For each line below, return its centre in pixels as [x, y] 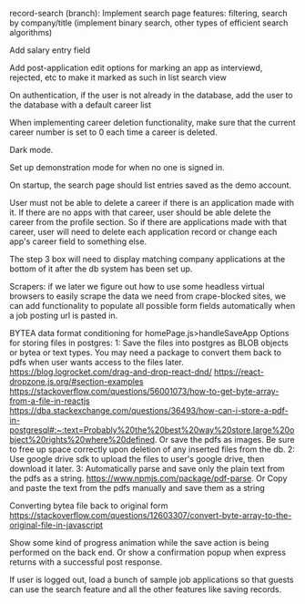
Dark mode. [31, 150]
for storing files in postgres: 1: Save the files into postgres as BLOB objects [149, 343]
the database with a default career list [81, 105]
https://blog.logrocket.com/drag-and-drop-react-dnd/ [111, 372]
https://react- [239, 372]
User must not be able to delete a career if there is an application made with [152, 203]
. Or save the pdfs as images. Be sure [224, 440]
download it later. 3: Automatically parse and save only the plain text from [147, 469]
